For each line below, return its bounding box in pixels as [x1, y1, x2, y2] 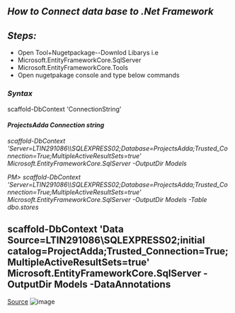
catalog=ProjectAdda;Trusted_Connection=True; [7, 245, 229, 257]
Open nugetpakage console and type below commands [17, 71, 180, 80]
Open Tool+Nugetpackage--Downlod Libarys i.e [17, 49, 159, 57]
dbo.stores [7, 203, 39, 211]
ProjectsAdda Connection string [7, 121, 105, 129]
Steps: [7, 30, 37, 42]
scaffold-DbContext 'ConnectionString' [7, 105, 122, 113]
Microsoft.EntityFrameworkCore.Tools [17, 64, 129, 72]
